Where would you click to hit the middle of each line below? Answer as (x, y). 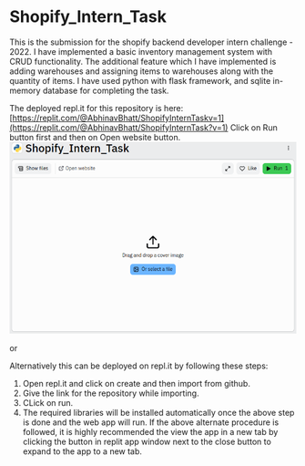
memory (25, 90)
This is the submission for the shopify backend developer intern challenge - (151, 42)
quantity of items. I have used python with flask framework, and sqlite (140, 80)
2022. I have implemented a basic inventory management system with (141, 51)
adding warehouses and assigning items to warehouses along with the (142, 71)
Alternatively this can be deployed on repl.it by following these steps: (139, 366)
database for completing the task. (106, 90)
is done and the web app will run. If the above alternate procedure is (151, 422)
